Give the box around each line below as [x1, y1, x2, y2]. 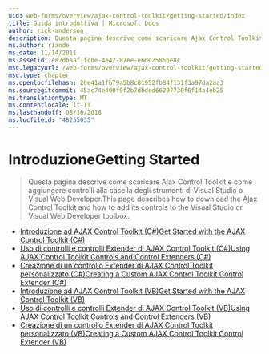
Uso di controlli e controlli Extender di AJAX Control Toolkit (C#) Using [19, 243, 251, 253]
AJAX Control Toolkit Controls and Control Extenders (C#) [19, 251, 211, 261]
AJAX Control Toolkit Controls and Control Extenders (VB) [19, 312, 211, 321]
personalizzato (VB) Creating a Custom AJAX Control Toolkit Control [19, 328, 244, 338]
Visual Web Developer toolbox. [27, 211, 130, 220]
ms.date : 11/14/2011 [8, 49, 78, 57]
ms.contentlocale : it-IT [8, 101, 91, 109]
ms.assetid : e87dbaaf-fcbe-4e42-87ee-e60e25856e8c [8, 57, 181, 65]
